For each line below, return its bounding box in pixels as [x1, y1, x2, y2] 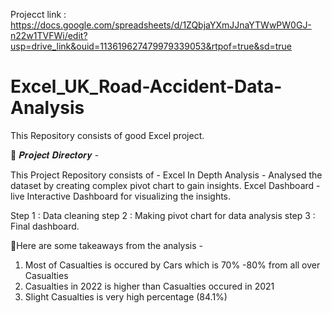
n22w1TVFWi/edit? [10, 30, 88, 41]
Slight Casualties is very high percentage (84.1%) [24, 290, 228, 303]
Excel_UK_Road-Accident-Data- [10, 75, 283, 98]
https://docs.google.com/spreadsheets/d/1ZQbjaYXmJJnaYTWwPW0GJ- [10, 19, 312, 31]
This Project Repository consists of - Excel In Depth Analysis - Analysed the [10, 169, 323, 181]
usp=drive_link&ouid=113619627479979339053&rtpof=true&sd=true [10, 40, 293, 52]
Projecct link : [10, 9, 67, 20]
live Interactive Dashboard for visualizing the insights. [10, 190, 232, 202]
